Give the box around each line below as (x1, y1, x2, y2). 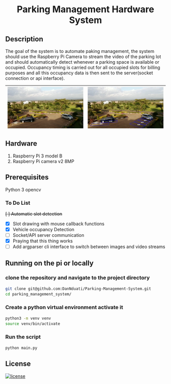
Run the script (5, 333, 41, 340)
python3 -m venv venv (5, 316, 51, 321)
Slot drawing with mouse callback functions (12, 221, 105, 227)
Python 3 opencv (5, 186, 42, 193)
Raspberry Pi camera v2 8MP (12, 158, 75, 164)
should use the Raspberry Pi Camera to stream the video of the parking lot (5, 53, 161, 60)
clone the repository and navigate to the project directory (5, 274, 150, 281)
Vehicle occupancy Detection (12, 227, 75, 233)
